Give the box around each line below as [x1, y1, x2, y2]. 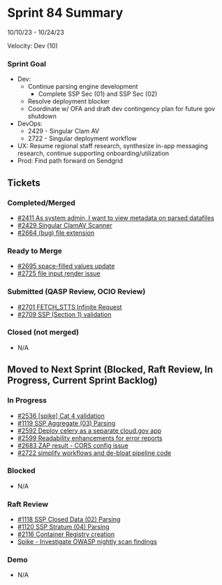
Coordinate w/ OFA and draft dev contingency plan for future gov [27, 105, 215, 113]
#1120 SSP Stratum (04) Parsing [17, 523, 110, 531]
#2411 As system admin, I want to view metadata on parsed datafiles [17, 213, 214, 222]
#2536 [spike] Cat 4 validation [17, 411, 105, 420]
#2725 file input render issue [17, 269, 101, 277]
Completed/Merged [7, 198, 75, 208]
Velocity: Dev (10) [7, 41, 58, 50]
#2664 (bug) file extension [17, 229, 95, 237]
